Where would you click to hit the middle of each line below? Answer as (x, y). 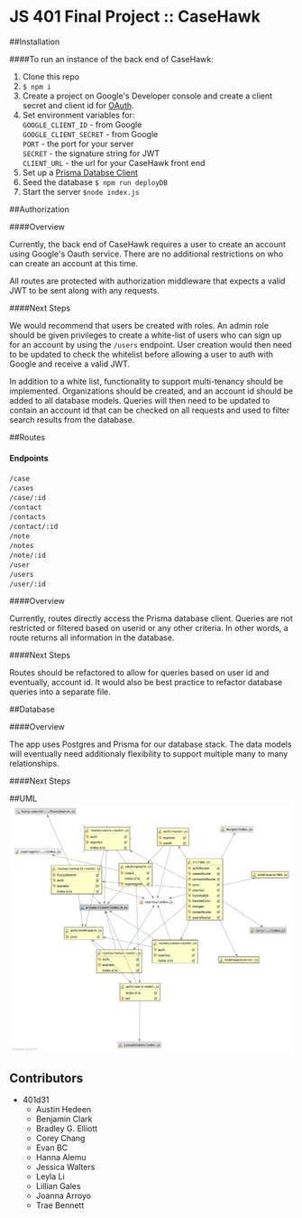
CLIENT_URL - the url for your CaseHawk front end (114, 163)
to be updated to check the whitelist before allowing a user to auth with (141, 354)
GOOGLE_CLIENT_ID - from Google (82, 125)
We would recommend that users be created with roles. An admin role (139, 325)
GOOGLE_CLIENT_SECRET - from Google (90, 134)
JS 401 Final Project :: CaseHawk (135, 17)
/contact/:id (34, 527)
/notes (22, 546)
